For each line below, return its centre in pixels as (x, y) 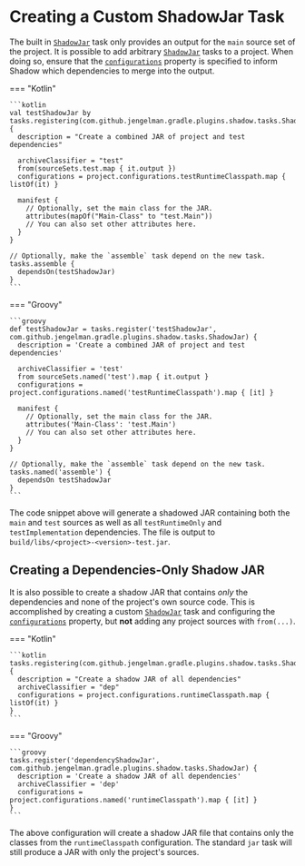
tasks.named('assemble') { (60, 472)
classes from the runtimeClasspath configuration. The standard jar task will (151, 842)
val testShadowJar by (50, 113)
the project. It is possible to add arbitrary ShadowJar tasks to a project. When (151, 51)
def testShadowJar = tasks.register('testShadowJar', (113, 329)
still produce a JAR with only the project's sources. (104, 851)
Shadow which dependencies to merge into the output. (112, 71)
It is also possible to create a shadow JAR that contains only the (129, 592)
